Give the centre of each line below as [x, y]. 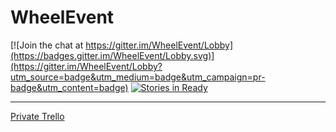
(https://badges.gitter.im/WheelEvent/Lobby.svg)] [112, 55]
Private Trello [37, 116]
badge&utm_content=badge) [69, 87]
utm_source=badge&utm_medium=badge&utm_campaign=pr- [138, 77]
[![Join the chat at [47, 45]
